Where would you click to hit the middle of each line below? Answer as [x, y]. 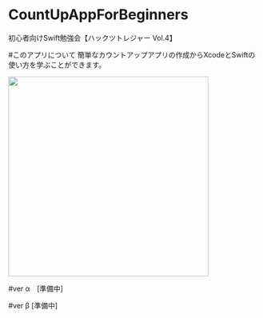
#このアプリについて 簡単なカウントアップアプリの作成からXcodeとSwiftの [132, 54]
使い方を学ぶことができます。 [57, 65]
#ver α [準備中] [36, 288]
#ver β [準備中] [33, 305]
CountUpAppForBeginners [99, 15]
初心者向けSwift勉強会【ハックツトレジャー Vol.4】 [93, 38]
